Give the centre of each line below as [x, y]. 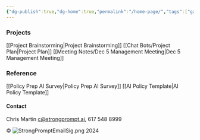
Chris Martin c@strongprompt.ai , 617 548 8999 [64, 119]
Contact [16, 106]
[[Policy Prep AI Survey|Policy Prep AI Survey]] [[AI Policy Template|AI [92, 86]
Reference [21, 73]
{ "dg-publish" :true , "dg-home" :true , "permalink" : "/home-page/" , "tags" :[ [97, 12]
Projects [18, 32]
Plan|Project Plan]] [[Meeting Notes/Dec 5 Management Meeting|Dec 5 [93, 52]
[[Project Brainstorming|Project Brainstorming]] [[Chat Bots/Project [88, 45]
